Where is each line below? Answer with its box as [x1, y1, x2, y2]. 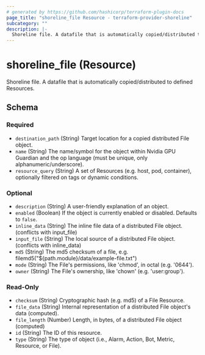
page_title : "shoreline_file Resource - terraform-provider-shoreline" [6, 15, 192, 21]
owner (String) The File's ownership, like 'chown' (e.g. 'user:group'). [15, 268, 185, 275]
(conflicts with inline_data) [15, 242, 82, 249]
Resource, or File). [15, 342, 62, 350]
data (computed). [15, 310, 59, 317]
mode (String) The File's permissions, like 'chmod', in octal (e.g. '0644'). [15, 261, 194, 269]
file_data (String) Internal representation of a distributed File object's [15, 303, 191, 310]
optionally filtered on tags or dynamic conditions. [15, 174, 138, 181]
